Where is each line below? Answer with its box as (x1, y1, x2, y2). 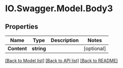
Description (51, 37, 79, 44)
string (31, 45, 46, 52)
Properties (5, 23, 38, 31)
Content (7, 45, 27, 52)
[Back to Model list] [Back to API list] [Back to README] (5, 58, 118, 64)
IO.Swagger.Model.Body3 (5, 3, 113, 14)
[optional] (83, 45, 106, 52)
